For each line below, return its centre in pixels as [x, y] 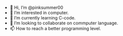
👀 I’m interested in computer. [39, 13]
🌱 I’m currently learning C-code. [43, 18]
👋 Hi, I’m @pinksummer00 [36, 8]
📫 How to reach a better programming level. [55, 28]
